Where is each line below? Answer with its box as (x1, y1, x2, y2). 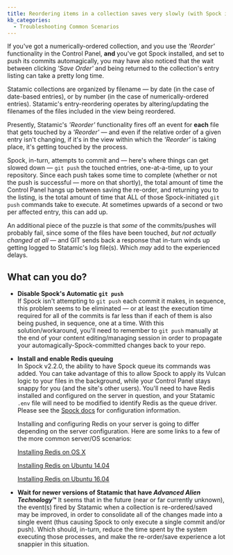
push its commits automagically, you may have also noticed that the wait (7, 57, 214, 65)
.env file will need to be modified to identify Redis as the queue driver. (17, 399, 217, 407)
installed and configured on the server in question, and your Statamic (17, 392, 216, 400)
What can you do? (7, 271, 87, 283)
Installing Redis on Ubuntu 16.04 (17, 475, 110, 483)
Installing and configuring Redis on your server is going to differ (17, 420, 200, 428)
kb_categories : (7, 17, 51, 24)
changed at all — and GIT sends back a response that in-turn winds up (7, 236, 210, 245)
